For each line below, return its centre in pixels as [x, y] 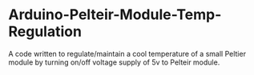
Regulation [45, 32]
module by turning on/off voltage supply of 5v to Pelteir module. [114, 62]
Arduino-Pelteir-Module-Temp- [115, 15]
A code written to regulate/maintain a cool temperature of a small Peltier [127, 53]
